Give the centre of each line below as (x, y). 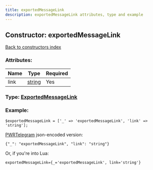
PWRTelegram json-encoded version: (44, 135)
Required (57, 73)
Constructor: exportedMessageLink (63, 35)
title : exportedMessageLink (35, 10)
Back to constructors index (33, 47)
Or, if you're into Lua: (27, 153)
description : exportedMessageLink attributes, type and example (74, 15)
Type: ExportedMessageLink (41, 97)
